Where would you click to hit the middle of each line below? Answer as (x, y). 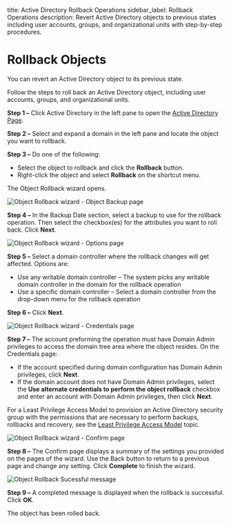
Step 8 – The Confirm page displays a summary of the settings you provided (115, 451)
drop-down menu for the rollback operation (79, 299)
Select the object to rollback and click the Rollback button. (100, 168)
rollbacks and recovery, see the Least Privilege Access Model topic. (103, 424)
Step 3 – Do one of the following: (54, 154)
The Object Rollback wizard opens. (57, 188)
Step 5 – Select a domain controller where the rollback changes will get (108, 256)
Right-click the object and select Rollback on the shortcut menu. (109, 174)
